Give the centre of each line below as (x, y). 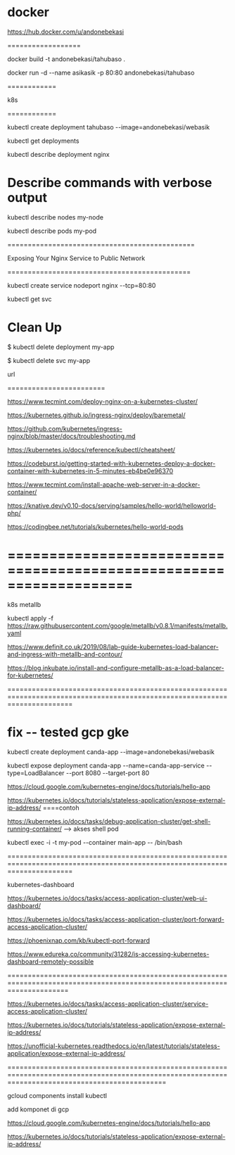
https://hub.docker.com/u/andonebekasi (66, 32)
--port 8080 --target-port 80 (108, 773)
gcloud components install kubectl (57, 1095)
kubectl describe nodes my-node (56, 217)
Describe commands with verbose (110, 183)
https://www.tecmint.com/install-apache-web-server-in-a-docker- (104, 484)
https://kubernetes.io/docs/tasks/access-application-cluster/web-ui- (107, 898)
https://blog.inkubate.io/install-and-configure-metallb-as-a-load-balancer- (116, 668)
